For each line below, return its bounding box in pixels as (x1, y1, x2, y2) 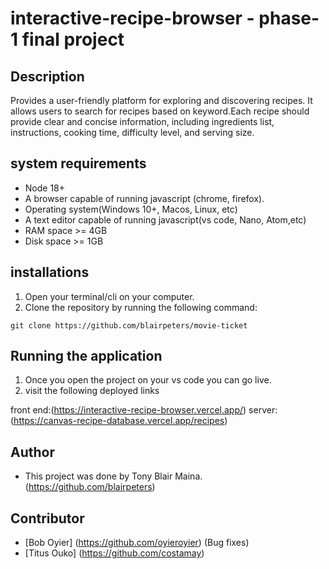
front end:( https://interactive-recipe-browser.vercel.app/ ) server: (10, 404, 278, 416)
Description (10, 68, 85, 85)
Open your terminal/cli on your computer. (24, 290, 195, 302)
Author (10, 443, 55, 461)
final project (21, 28, 125, 51)
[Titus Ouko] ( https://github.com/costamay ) (24, 547, 205, 559)
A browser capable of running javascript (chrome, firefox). (24, 192, 265, 204)
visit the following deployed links (24, 385, 160, 397)
